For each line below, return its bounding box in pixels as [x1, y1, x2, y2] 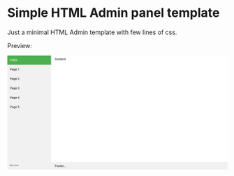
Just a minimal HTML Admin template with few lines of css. [7, 28, 177, 36]
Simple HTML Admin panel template [7, 5, 220, 21]
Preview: [7, 41, 33, 50]
